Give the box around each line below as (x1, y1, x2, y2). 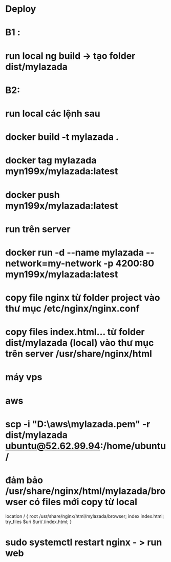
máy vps (5, 371, 42, 383)
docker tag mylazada (5, 155, 97, 166)
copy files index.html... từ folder (5, 326, 145, 338)
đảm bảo (5, 474, 44, 486)
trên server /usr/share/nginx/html (5, 348, 153, 360)
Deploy (5, 3, 36, 15)
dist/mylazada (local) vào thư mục (5, 337, 154, 349)
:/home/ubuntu (100, 440, 166, 451)
